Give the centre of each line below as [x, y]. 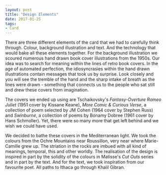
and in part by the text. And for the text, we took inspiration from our [75, 162]
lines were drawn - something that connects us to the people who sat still [80, 85]
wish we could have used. [32, 126]
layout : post [19, 10]
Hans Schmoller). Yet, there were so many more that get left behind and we [82, 121]
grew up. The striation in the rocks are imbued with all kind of [84, 146]
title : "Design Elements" [32, 14]
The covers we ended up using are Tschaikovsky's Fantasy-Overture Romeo [83, 99]
